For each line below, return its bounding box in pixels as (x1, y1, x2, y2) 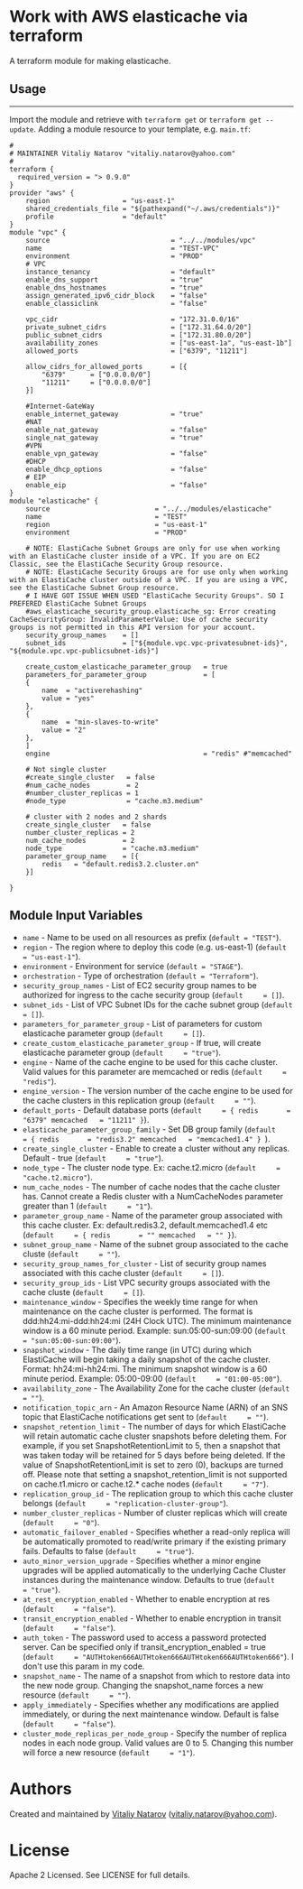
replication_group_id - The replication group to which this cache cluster (22, 1487, 294, 1499)
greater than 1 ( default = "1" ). (22, 1200, 153, 1211)
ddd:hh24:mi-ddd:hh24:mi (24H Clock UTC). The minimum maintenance (22, 1315, 292, 1326)
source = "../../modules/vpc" (25, 236, 256, 245)
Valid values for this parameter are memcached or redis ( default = (22, 1066, 287, 1077)
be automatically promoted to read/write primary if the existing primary (22, 1536, 287, 1547)
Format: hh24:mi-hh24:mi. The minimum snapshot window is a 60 (22, 1363, 268, 1374)
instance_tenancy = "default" (25, 267, 216, 276)
